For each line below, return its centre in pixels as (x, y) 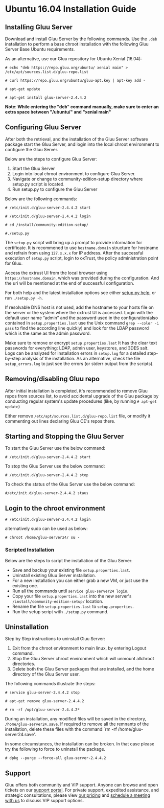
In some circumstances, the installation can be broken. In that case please (80, 744)
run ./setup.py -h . (24, 298)
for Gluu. (14, 263)
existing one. (25, 585)
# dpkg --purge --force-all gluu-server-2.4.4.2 (56, 758)
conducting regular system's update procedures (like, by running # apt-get (81, 401)
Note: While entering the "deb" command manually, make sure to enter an (82, 107)
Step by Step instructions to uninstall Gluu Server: (55, 639)
